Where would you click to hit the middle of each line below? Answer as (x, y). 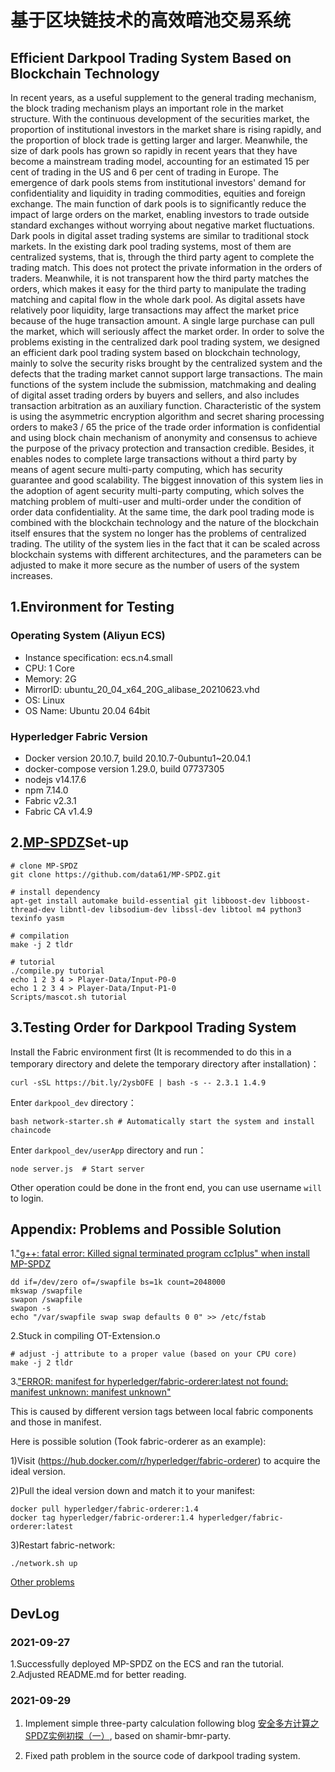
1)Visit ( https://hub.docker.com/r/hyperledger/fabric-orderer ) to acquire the (165, 1461)
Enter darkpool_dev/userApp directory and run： (108, 1150)
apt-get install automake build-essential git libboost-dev (138, 901)
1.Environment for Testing (92, 607)
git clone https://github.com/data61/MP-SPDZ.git (116, 874)
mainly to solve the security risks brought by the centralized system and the (166, 363)
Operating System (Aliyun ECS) (88, 636)
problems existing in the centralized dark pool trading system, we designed (165, 342)
